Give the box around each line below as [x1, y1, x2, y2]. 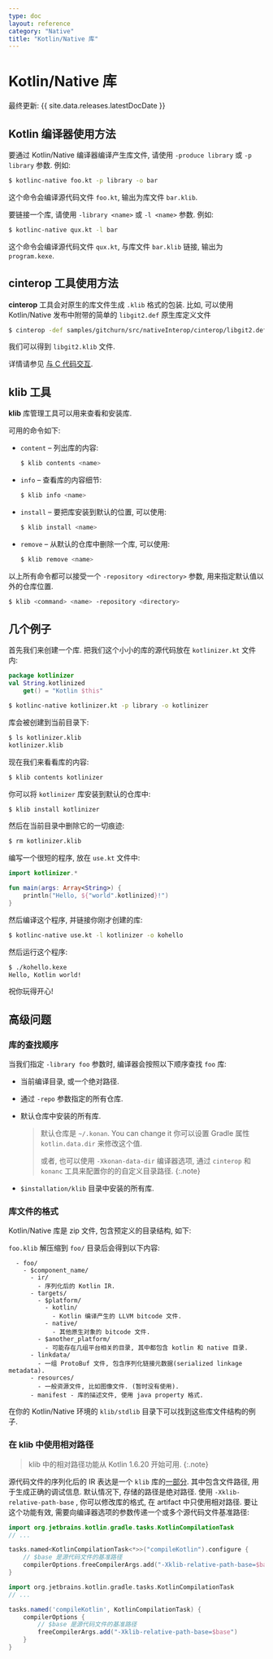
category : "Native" [8, 27, 75, 35]
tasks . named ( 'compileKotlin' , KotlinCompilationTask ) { [8, 1605, 201, 1613]
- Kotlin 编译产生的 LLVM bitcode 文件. [51, 1313, 182, 1321]
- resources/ [29, 1374, 75, 1382]
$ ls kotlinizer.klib [8, 733, 82, 741]
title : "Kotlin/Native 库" [8, 34, 99, 43]
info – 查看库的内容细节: [19, 475, 102, 485]
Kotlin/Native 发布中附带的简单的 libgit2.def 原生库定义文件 [8, 310, 211, 319]
